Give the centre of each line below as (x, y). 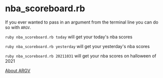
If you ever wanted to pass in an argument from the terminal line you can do (82, 22)
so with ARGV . (18, 27)
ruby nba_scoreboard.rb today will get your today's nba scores (69, 37)
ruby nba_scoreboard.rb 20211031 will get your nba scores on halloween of (81, 56)
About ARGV (18, 70)
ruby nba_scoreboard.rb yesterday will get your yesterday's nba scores (77, 46)
